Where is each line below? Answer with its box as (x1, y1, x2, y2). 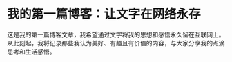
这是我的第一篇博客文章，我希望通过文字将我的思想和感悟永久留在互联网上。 (7, 30, 225, 39)
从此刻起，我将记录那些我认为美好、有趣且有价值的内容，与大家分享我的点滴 (7, 39, 225, 47)
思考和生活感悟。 (7, 48, 56, 56)
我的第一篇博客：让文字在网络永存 (7, 6, 202, 22)
